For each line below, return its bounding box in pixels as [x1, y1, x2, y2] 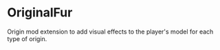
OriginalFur [7, 5, 73, 21]
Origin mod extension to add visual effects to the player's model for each [7, 27, 214, 36]
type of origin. [7, 34, 47, 42]
